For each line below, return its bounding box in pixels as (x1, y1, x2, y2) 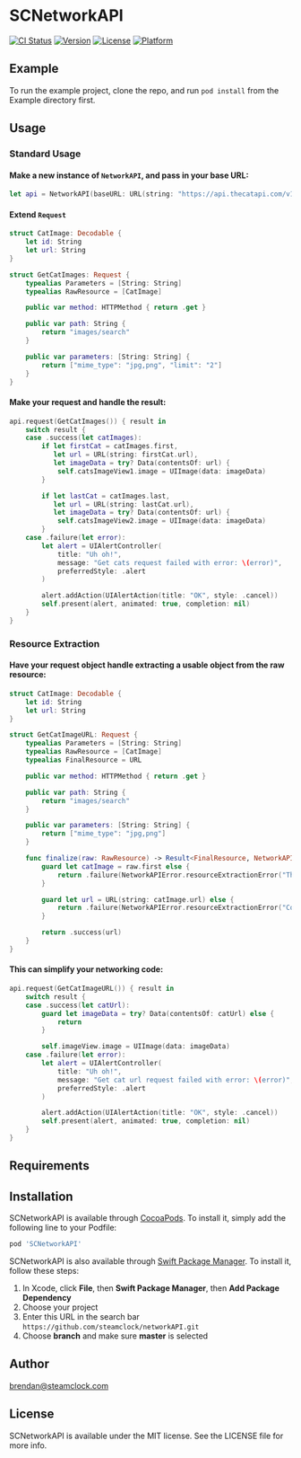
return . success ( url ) (41, 928, 123, 937)
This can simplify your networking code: (9, 964, 164, 975)
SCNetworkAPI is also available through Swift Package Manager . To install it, (9, 1255, 292, 1267)
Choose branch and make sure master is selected (21, 1330, 209, 1341)
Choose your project (21, 1302, 99, 1312)
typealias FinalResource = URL (25, 756, 142, 764)
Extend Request (9, 208, 67, 220)
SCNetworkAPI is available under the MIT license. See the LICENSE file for (9, 1430, 284, 1441)
